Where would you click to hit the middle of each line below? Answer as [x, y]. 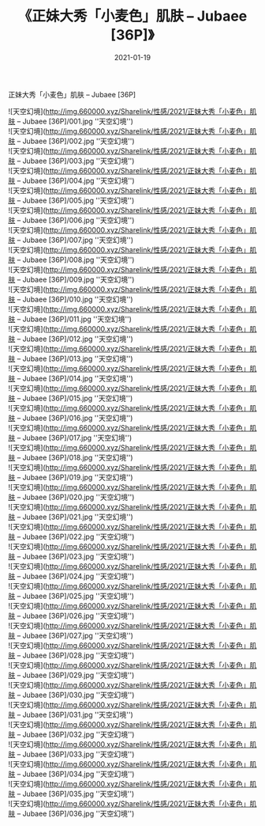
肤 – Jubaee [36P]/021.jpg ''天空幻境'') [71, 517]
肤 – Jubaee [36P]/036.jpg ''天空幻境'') [71, 813]
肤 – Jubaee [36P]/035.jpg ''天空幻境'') [71, 794]
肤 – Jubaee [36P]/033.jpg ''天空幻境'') [71, 754]
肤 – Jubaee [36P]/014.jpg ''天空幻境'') [71, 378]
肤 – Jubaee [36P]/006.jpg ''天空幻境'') [71, 220]
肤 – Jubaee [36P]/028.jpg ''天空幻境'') [71, 655]
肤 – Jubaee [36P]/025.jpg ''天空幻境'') [71, 596]
